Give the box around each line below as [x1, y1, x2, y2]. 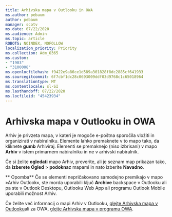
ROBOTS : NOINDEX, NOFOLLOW [5, 41, 63, 46]
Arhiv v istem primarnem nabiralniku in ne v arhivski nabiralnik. [5, 149, 139, 155]
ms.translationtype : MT [5, 79, 56, 84]
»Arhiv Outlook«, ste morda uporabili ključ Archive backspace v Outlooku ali [5, 180, 167, 186]
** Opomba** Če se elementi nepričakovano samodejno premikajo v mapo [5, 174, 163, 180]
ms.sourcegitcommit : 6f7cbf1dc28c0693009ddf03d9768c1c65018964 [5, 74, 144, 80]
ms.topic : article [5, 36, 45, 42]
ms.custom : [5, 55, 29, 61]
